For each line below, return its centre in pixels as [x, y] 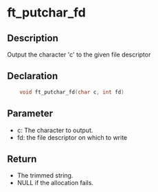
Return [22, 159]
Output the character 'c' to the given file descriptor [79, 54]
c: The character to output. [55, 130]
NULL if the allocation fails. [55, 183]
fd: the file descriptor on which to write [72, 137]
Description [33, 38]
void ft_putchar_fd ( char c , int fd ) [72, 92]
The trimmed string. [45, 175]
